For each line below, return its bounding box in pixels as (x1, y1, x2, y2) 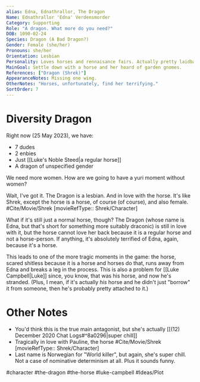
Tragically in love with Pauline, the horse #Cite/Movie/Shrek (14, 338, 162, 345)
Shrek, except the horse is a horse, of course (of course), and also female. (6, 198, 189, 205)
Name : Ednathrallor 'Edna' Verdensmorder (6, 14, 111, 20)
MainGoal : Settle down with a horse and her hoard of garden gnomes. (6, 64, 183, 70)
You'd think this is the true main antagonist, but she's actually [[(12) (14, 325, 180, 332)
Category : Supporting (6, 20, 60, 26)
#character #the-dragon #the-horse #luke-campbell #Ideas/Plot (6, 368, 164, 376)
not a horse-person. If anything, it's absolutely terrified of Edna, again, (6, 235, 179, 242)
